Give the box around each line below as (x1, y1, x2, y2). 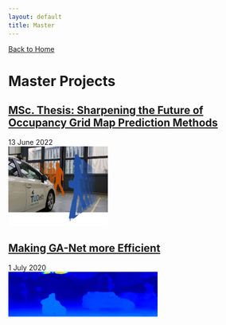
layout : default (8, 13, 62, 21)
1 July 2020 (8, 263, 46, 272)
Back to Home (8, 44, 55, 53)
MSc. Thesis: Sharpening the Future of (8, 104, 204, 117)
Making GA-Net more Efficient (8, 241, 161, 255)
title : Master (8, 21, 56, 29)
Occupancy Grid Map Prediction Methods (8, 116, 219, 130)
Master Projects (8, 72, 116, 90)
